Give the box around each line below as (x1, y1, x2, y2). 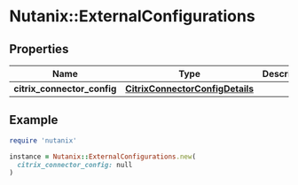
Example (9, 112, 59, 127)
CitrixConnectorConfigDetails (125, 82, 255, 95)
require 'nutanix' (9, 135, 77, 145)
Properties (9, 42, 69, 57)
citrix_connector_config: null (17, 160, 133, 169)
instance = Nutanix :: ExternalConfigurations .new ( (9, 152, 197, 161)
